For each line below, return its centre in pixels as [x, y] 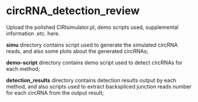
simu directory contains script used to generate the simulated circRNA [92, 45]
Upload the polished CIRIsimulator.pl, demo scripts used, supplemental [92, 27]
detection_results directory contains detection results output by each [91, 80]
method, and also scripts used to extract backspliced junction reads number [99, 86]
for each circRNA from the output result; [55, 93]
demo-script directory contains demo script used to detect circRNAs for [95, 62]
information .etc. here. [33, 33]
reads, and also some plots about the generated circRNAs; [77, 51]
